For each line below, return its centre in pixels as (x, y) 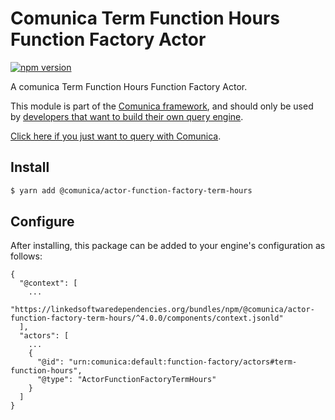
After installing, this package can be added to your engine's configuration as (168, 246)
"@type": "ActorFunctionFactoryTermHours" (126, 380)
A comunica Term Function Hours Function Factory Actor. (129, 86)
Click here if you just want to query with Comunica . (116, 136)
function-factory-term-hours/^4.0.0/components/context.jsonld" (147, 318)
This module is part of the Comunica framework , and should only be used (162, 106)
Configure (42, 222)
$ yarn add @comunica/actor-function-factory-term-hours (131, 190)
